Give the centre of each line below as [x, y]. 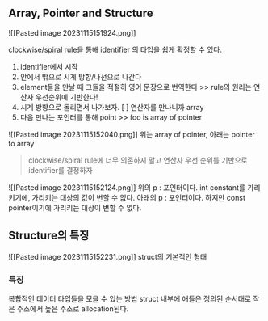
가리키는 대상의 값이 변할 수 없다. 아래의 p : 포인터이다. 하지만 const [139, 197]
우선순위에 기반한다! [67, 97]
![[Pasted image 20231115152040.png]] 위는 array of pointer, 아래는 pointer [132, 134]
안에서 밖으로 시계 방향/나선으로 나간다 [81, 77]
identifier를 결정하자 [60, 170]
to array [21, 143]
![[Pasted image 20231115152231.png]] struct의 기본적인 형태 [108, 256]
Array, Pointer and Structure [81, 13]
